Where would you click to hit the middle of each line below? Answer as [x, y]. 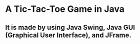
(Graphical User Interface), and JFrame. [68, 35]
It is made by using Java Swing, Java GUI [70, 27]
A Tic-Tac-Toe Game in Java [65, 9]
